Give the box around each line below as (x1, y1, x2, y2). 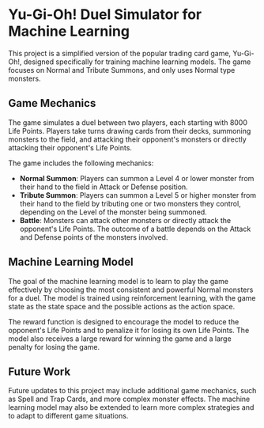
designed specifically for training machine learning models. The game (23, 57, 251, 66)
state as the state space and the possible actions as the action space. (8, 301, 236, 311)
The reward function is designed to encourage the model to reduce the (8, 316, 239, 326)
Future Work (8, 365, 71, 378)
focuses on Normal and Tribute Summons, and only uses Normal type (8, 65, 236, 74)
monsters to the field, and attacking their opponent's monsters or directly (8, 134, 247, 144)
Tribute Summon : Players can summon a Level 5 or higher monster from (19, 190, 257, 199)
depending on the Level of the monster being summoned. (19, 207, 207, 217)
